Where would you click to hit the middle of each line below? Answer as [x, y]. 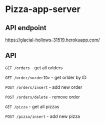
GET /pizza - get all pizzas [32, 106]
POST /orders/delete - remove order [43, 97]
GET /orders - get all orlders [34, 68]
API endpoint [26, 28]
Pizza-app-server [43, 9]
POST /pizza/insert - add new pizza [42, 116]
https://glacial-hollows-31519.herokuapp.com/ [52, 40]
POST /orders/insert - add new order [44, 87]
